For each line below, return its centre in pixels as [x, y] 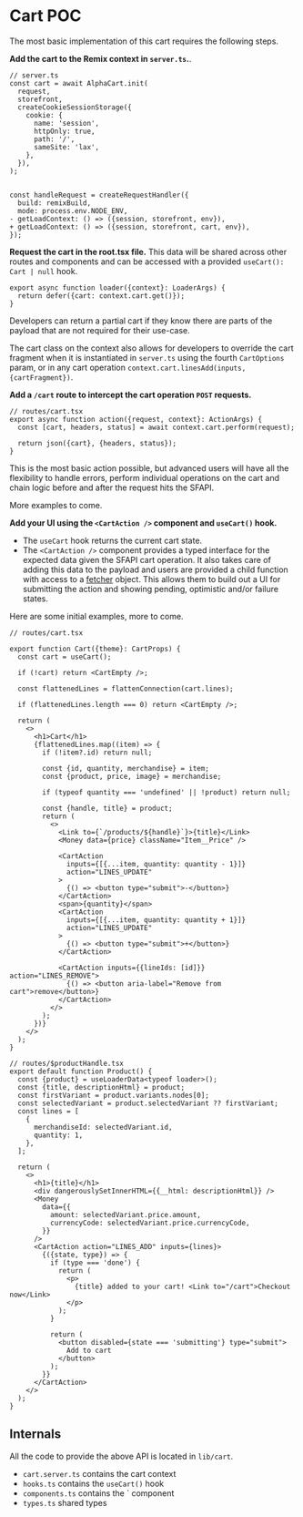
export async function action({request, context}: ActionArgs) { [136, 419]
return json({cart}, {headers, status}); [97, 443]
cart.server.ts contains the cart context [99, 1473]
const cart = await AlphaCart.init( [79, 83]
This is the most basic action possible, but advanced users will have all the [149, 468]
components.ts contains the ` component [98, 1493]
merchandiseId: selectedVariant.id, [103, 1127]
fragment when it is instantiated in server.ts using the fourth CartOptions [147, 357]
